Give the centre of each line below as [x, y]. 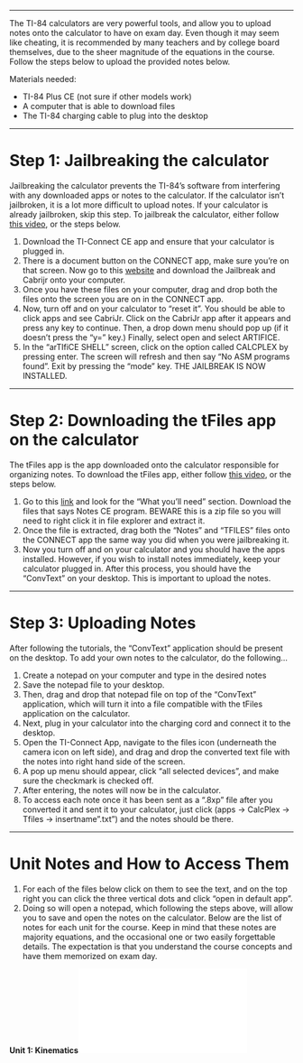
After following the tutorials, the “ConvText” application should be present [147, 648]
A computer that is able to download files [99, 106]
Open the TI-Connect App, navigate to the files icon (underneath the [149, 742]
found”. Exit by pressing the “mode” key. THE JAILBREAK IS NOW [144, 365]
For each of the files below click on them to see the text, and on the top [155, 889]
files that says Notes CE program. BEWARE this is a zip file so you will [151, 511]
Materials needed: [43, 79]
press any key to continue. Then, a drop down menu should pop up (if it [155, 328]
